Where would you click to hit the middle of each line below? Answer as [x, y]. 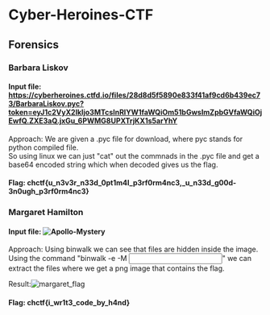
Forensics [33, 45]
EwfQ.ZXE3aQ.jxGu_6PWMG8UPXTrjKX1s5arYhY [93, 121]
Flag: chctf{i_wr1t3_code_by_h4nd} [69, 303]
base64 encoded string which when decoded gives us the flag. [113, 164]
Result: [20, 284]
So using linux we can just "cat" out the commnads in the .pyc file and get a [134, 155]
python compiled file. [44, 147]
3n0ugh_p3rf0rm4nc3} [49, 192]
